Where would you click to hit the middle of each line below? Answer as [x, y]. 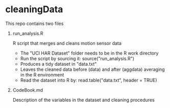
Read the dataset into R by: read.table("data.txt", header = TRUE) [89, 80]
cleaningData [34, 9]
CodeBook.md [28, 90]
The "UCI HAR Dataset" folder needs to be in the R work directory [89, 53]
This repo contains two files [34, 23]
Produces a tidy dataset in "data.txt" [58, 64]
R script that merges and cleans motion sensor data [67, 43]
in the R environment [42, 74]
